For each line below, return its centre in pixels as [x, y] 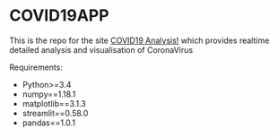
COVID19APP [59, 16]
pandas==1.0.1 [49, 123]
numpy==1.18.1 [49, 94]
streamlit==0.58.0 [55, 113]
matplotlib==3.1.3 [54, 103]
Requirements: [36, 67]
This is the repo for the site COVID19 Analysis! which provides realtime [139, 40]
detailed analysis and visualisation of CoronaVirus [101, 49]
